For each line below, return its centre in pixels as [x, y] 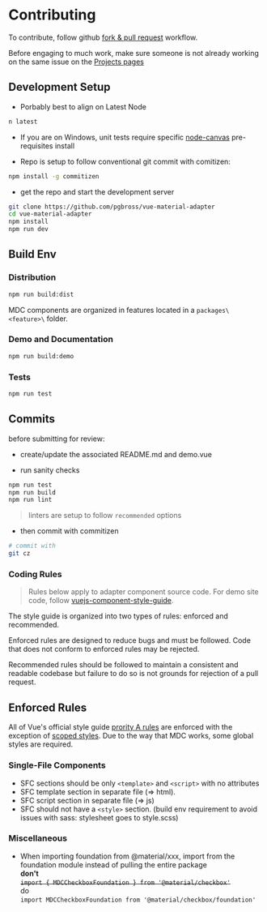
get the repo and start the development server [97, 191]
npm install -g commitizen [54, 176]
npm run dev [28, 229]
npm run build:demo [41, 356]
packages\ [213, 310]
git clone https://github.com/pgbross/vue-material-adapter [112, 207]
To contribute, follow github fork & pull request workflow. [103, 37]
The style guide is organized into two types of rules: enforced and [118, 616]
